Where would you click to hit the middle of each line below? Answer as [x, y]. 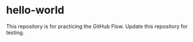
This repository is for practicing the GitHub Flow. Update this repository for [97, 26]
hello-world [35, 10]
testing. [15, 32]
